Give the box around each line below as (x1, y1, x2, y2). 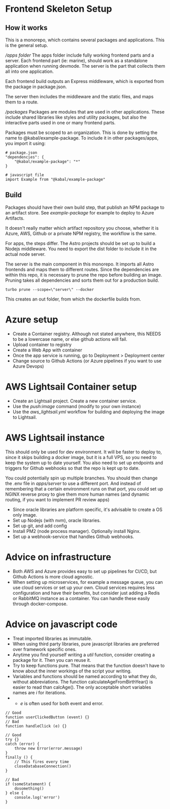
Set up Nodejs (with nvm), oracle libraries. (12, 517, 101, 523)
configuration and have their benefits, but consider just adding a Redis (12, 589, 160, 596)
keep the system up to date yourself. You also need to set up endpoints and (5, 460, 163, 466)
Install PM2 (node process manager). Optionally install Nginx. (12, 528, 141, 534)
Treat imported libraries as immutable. (12, 635, 92, 641)
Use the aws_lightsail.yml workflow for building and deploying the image (12, 409, 165, 415)
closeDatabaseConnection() (14, 764, 72, 769)
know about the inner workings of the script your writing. (12, 668, 132, 674)
